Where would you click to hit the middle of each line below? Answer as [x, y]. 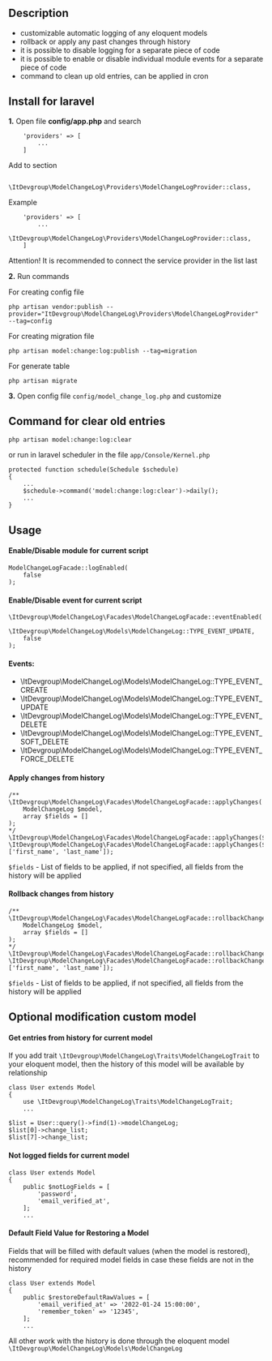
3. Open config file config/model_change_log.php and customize [115, 396]
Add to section [33, 165]
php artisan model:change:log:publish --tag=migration [103, 351]
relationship [28, 1073]
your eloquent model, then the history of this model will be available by [126, 1064]
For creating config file [47, 292]
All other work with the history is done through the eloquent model [119, 1341]
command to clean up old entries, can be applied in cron [114, 75]
